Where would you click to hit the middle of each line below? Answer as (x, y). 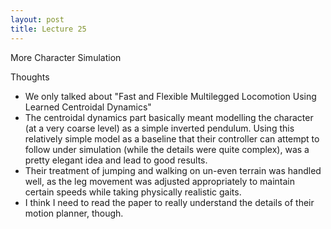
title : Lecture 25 (48, 29)
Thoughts (30, 77)
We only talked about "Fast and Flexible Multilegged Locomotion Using (170, 96)
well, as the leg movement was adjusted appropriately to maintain (160, 181)
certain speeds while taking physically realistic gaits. (133, 192)
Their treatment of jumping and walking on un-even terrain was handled (173, 170)
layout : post (37, 19)
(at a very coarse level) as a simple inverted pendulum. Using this (159, 128)
